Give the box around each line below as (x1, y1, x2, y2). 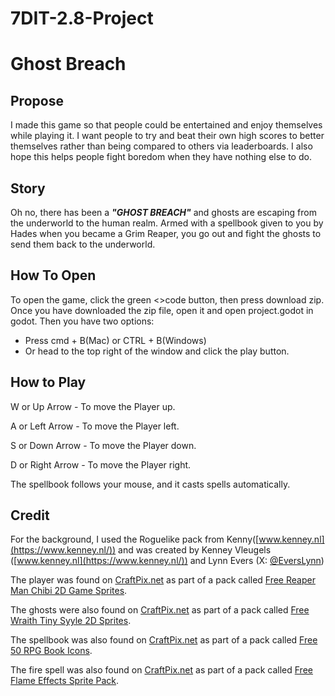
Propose (10, 92, 64, 109)
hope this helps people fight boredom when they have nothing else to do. (10, 151, 312, 163)
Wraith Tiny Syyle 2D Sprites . (10, 615, 132, 627)
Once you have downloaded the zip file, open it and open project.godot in (10, 304, 314, 316)
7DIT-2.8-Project (10, 7, 154, 30)
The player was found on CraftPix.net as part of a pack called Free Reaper (10, 574, 316, 586)
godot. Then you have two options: (10, 315, 155, 327)
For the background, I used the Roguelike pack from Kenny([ (10, 533, 260, 546)
